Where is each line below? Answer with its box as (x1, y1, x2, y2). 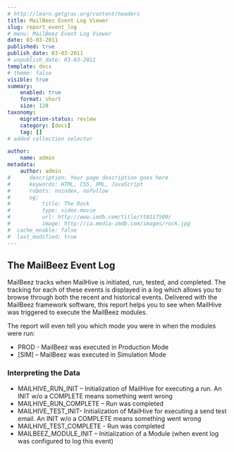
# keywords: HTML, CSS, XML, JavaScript (7, 181, 143, 188)
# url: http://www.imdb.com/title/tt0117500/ (7, 213, 172, 221)
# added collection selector (7, 135, 93, 142)
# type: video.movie (7, 207, 97, 214)
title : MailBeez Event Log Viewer (7, 17, 109, 24)
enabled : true (20, 89, 61, 96)
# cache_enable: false (7, 227, 78, 234)
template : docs (7, 63, 52, 70)
